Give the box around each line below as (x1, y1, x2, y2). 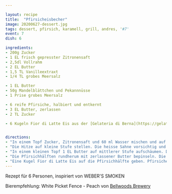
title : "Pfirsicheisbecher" (5, 16, 68, 22)
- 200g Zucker (5, 50, 36, 55)
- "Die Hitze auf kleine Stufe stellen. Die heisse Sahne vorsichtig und (5, 145, 166, 150)
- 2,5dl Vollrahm (5, 60, 42, 65)
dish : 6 (5, 36, 22, 41)
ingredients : (5, 45, 33, 50)
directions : (5, 135, 31, 140)
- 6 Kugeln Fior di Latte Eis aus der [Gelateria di (5, 121, 120, 126)
